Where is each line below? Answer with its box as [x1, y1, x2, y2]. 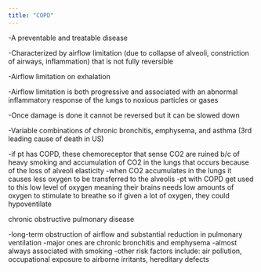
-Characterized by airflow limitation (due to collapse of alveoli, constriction [8, 48, 249, 57]
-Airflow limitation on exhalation [8, 71, 111, 81]
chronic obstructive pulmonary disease [8, 214, 135, 223]
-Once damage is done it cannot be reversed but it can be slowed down [8, 111, 241, 120]
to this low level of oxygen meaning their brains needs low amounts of [8, 182, 234, 192]
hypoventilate [8, 199, 53, 209]
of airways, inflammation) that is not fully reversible [8, 56, 174, 66]
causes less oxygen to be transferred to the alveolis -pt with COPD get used [8, 174, 254, 183]
